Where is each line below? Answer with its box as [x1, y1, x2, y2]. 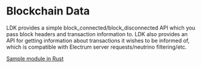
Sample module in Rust [6, 55, 64, 62]
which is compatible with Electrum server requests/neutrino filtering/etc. [6, 43, 187, 51]
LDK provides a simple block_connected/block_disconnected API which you [6, 24, 196, 31]
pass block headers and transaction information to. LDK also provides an [6, 30, 188, 37]
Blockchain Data [6, 4, 90, 18]
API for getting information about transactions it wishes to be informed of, [6, 37, 190, 44]
